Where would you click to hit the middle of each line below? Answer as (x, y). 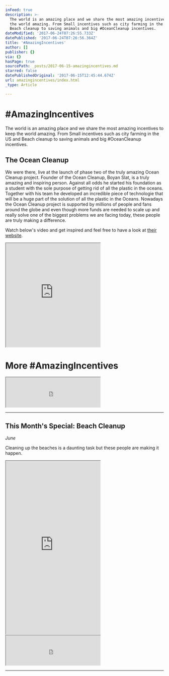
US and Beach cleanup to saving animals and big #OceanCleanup (73, 139)
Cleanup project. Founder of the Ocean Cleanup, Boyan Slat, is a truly (77, 177)
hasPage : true (20, 62)
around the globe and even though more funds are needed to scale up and (82, 210)
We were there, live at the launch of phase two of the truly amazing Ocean (82, 172)
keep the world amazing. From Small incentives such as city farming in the (82, 134)
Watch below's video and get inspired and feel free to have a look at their (81, 230)
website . (14, 235)
